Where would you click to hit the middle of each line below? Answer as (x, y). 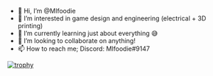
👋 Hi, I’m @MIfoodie (47, 11)
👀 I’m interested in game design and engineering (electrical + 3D (112, 18)
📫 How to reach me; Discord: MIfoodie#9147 (84, 49)
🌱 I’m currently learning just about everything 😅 (88, 33)
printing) (30, 26)
